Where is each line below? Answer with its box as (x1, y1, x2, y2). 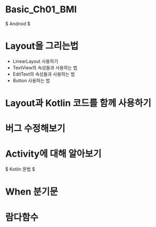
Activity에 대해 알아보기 (5, 148, 102, 160)
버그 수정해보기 (5, 123, 65, 135)
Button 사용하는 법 (12, 77, 50, 83)
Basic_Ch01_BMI (5, 4, 77, 15)
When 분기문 (5, 186, 58, 198)
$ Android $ (5, 21, 31, 27)
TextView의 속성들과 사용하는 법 (12, 64, 78, 70)
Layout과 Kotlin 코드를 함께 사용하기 (5, 98, 152, 109)
